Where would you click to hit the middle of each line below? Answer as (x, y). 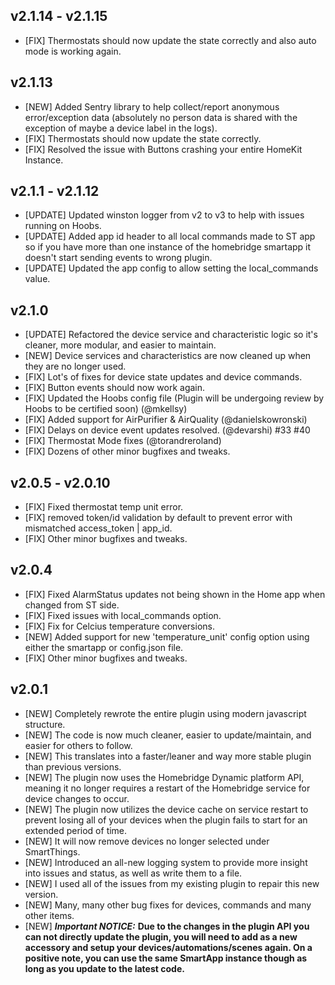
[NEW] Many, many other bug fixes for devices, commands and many (168, 905)
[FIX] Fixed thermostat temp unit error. (104, 507)
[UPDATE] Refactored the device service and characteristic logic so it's (171, 335)
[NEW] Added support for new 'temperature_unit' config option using (167, 636)
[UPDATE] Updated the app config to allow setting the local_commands (171, 268)
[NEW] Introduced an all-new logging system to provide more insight (166, 862)
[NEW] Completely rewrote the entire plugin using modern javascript (165, 713)
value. (37, 279)
